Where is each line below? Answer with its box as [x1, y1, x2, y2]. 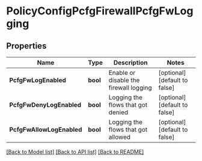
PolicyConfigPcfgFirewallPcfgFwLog [6, 4, 194, 18]
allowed [108, 133, 131, 141]
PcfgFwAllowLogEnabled [9, 126, 82, 133]
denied [108, 108, 128, 116]
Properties [6, 41, 47, 51]
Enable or [108, 69, 136, 77]
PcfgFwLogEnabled [9, 76, 66, 84]
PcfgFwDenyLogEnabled [9, 101, 82, 109]
